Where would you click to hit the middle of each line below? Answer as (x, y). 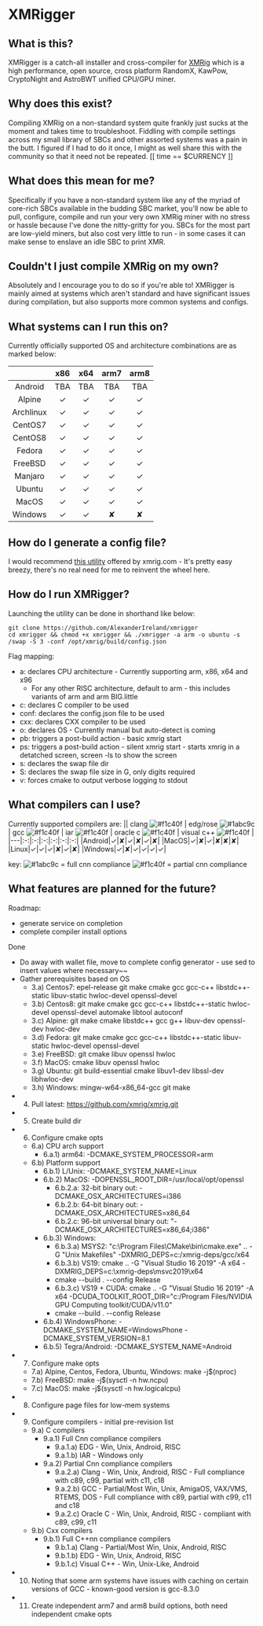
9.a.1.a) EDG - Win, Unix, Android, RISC (118, 1447)
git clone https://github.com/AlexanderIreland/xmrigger (103, 628)
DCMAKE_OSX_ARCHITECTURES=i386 (118, 1196)
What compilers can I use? (75, 805)
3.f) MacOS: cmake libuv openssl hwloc (95, 1062)
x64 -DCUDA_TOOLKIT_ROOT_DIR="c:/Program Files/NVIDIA (153, 1296)
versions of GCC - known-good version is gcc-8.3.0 (115, 1589)
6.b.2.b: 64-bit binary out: (97, 1204)
